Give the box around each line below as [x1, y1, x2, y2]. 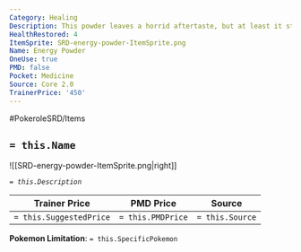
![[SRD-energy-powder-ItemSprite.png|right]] [9, 161, 177, 171]
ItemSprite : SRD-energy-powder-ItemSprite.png [9, 38, 186, 48]
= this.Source [196, 213, 257, 222]
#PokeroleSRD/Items [9, 113, 86, 124]
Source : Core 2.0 [9, 80, 74, 89]
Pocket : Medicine [9, 72, 74, 81]
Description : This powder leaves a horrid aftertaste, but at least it [9, 22, 282, 30]
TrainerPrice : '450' [9, 88, 87, 97]
